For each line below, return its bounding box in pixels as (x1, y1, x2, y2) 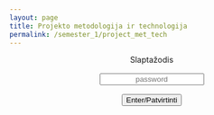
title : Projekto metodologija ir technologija (9, 22, 188, 31)
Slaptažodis (129, 55, 174, 66)
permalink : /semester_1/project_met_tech (9, 30, 168, 39)
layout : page (9, 13, 59, 22)
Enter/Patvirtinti (126, 95, 178, 105)
